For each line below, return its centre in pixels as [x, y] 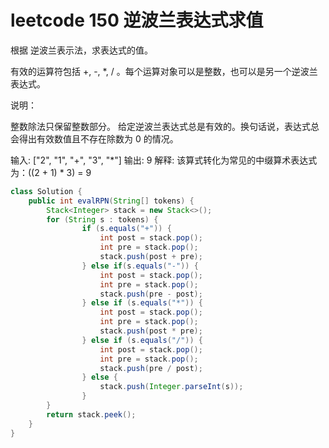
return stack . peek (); [91, 414]
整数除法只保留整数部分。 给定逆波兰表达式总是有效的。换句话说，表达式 [160, 126]
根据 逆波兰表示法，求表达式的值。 [81, 50]
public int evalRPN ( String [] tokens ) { [111, 201]
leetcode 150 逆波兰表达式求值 [137, 20]
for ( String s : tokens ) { [102, 219]
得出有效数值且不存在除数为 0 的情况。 [98, 138]
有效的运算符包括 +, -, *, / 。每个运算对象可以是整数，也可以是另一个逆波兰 [164, 71]
